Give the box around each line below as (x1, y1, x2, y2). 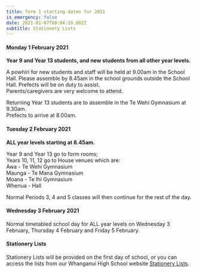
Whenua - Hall (6, 182, 42, 189)
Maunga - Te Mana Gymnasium (6, 169, 84, 176)
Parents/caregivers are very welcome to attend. (6, 88, 124, 95)
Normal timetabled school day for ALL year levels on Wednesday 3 (6, 220, 170, 227)
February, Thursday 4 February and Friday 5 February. (6, 227, 140, 234)
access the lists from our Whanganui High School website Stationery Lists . (6, 260, 190, 267)
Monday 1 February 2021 (6, 44, 69, 51)
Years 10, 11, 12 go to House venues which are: (6, 156, 121, 164)
